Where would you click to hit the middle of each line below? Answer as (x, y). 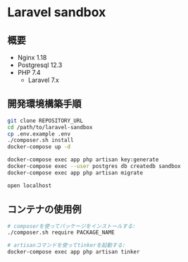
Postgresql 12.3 (40, 65)
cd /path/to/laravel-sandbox (50, 127)
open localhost (30, 185)
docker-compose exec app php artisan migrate (75, 173)
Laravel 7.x (44, 80)
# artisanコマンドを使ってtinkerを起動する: (67, 245)
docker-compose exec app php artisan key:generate (83, 160)
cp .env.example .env (39, 134)
